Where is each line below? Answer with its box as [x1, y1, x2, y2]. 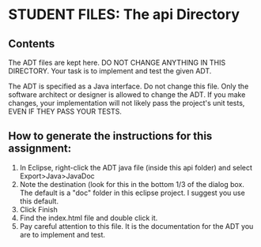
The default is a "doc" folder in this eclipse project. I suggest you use [19, 188, 245, 197]
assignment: [8, 142, 72, 155]
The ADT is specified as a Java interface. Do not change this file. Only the [8, 81, 249, 91]
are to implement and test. [19, 230, 105, 239]
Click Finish [19, 204, 58, 214]
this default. [19, 196, 59, 206]
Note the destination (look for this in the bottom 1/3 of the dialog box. [19, 179, 245, 189]
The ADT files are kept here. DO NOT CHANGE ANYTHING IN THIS [8, 58, 226, 67]
